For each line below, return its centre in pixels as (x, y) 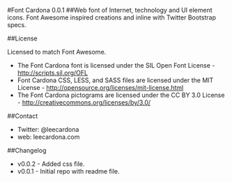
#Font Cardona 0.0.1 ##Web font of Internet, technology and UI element (110, 10)
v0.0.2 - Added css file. (51, 164)
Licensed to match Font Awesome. (57, 52)
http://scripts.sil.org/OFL (53, 73)
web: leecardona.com (48, 137)
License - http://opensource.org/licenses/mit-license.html (100, 88)
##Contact (23, 116)
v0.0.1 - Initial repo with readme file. (68, 171)
